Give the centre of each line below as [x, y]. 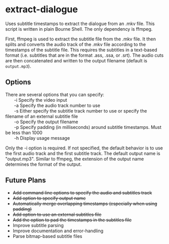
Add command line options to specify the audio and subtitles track [82, 192]
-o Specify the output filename [46, 122]
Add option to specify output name [49, 198]
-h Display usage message [42, 138]
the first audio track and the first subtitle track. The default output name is [83, 153]
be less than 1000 [24, 132]
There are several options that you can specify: [55, 94]
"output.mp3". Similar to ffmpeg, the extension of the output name [75, 159]
